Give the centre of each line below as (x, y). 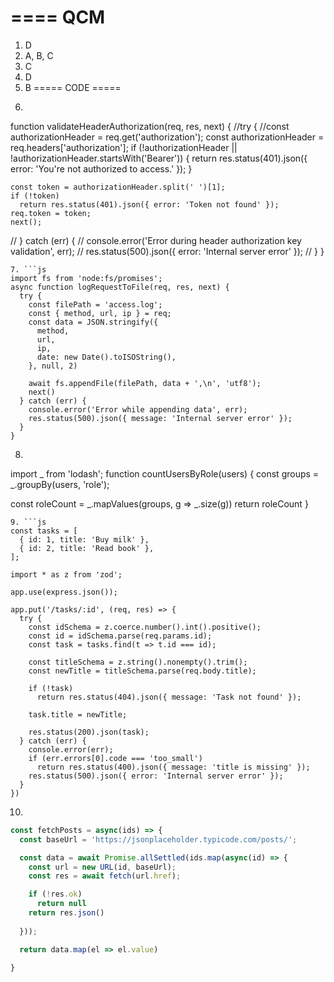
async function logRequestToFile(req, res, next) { (120, 287)
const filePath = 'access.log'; (95, 304)
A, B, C (39, 55)
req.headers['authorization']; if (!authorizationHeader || (124, 147)
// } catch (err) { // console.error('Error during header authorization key (156, 240)
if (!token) (35, 196)
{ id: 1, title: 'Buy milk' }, (84, 539)
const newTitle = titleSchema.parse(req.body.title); (142, 671)
